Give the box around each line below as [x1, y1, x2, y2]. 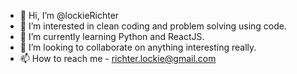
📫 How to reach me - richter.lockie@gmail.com [19, 53, 217, 64]
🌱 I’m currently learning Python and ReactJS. [19, 31, 205, 42]
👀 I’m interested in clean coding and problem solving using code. [19, 20, 288, 32]
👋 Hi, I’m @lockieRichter [19, 10, 120, 21]
